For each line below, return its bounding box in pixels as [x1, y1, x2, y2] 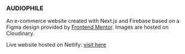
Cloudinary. [6, 30, 35, 37]
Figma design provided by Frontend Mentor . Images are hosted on [6, 23, 169, 31]
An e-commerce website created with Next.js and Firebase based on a [6, 18, 180, 25]
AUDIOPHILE [6, 4, 44, 12]
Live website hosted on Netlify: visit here [6, 41, 106, 48]
